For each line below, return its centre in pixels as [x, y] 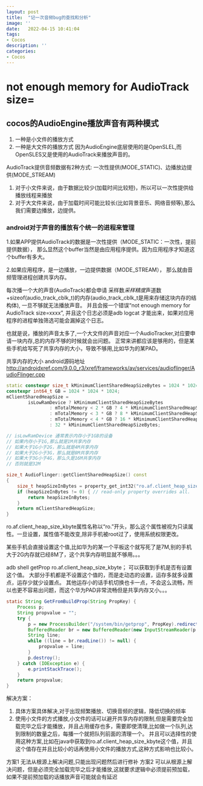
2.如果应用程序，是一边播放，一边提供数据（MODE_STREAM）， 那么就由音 [100, 269]
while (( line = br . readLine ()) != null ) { [82, 641]
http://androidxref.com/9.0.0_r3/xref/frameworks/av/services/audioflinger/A [101, 368]
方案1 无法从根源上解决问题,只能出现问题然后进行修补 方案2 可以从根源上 [97, 762]
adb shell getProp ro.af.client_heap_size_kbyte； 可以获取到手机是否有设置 [99, 568]
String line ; [44, 635]
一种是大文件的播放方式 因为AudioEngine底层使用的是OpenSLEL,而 [98, 146]
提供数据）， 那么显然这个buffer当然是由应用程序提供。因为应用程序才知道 [98, 249]
